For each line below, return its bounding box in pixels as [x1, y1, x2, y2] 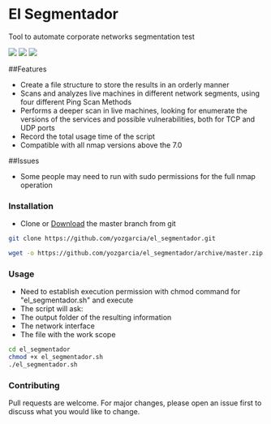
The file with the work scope [19, 330, 116, 340]
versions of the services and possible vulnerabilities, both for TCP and [19, 114, 256, 124]
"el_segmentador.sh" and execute [19, 295, 134, 305]
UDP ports [19, 122, 55, 132]
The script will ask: [19, 304, 84, 314]
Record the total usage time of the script [19, 131, 156, 141]
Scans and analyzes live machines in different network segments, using [19, 88, 260, 98]
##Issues [8, 156, 40, 165]
